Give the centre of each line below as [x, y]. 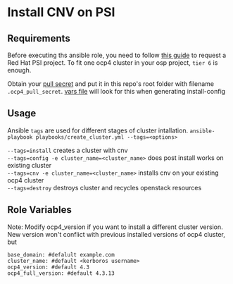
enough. [19, 70]
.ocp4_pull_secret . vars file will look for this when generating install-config [116, 91]
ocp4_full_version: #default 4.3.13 [61, 273]
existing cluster [29, 165]
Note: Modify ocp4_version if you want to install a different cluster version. [115, 227]
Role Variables [39, 210]
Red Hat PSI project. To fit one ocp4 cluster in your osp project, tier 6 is [113, 63]
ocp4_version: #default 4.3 [49, 267]
